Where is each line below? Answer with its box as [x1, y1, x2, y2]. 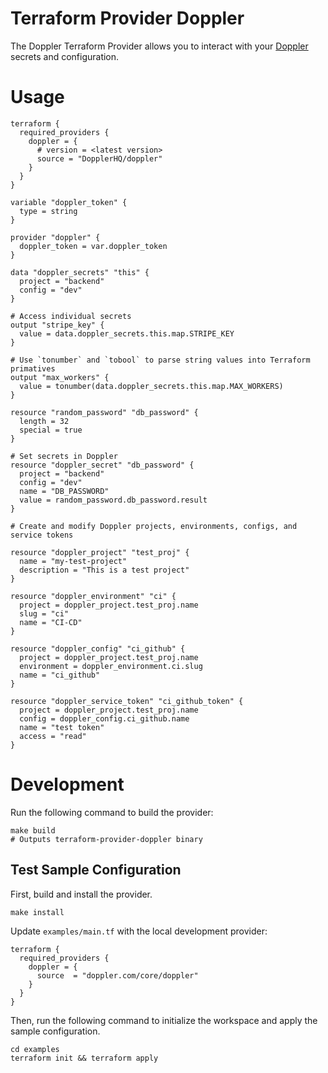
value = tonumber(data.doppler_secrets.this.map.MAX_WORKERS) [19, 381, 284, 391]
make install [10, 907, 65, 917]
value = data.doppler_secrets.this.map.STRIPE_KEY [19, 328, 235, 339]
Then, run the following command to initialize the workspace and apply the [10, 1014, 318, 1026]
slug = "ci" [19, 608, 70, 619]
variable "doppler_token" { [10, 197, 128, 207]
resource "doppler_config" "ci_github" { [10, 643, 186, 654]
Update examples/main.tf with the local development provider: [10, 925, 268, 937]
